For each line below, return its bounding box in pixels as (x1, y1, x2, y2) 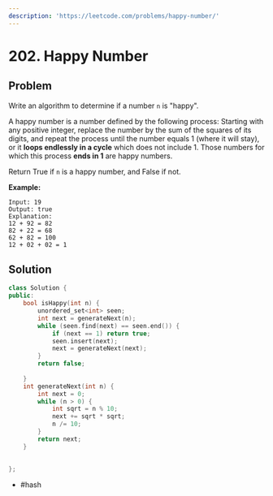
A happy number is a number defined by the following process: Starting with (8, 116, 264, 126)
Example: (8, 182, 41, 192)
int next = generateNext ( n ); (37, 314, 136, 322)
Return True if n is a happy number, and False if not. (8, 166, 181, 176)
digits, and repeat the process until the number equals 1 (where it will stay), (8, 133, 260, 143)
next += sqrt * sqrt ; (51, 412, 126, 421)
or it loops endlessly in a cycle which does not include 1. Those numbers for (8, 142, 266, 152)
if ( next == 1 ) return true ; (51, 330, 151, 338)
